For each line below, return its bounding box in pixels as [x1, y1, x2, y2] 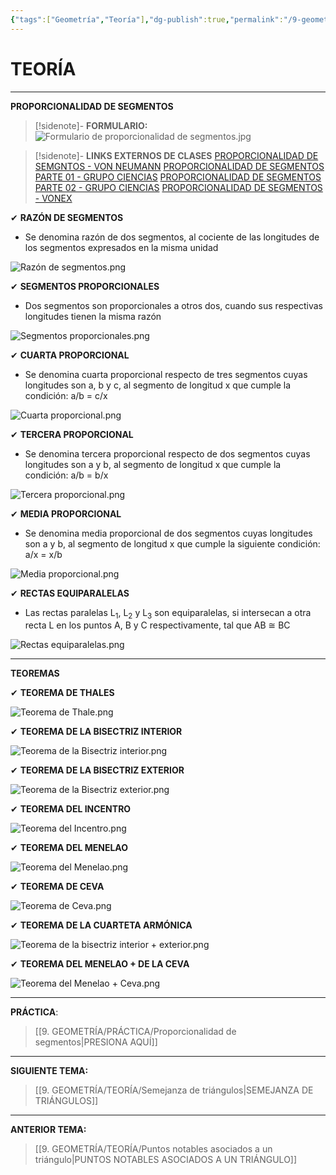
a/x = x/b [24, 548, 63, 560]
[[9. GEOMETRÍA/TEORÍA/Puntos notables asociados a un [34, 1143, 273, 1155]
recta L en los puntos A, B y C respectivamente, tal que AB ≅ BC [24, 619, 291, 631]
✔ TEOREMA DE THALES [10, 687, 115, 699]
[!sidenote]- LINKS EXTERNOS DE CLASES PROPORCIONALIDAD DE [34, 149, 319, 161]
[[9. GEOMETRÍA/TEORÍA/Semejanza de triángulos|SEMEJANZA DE [34, 1084, 314, 1096]
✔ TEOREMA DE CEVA [10, 881, 105, 893]
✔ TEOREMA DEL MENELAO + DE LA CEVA [10, 958, 190, 970]
